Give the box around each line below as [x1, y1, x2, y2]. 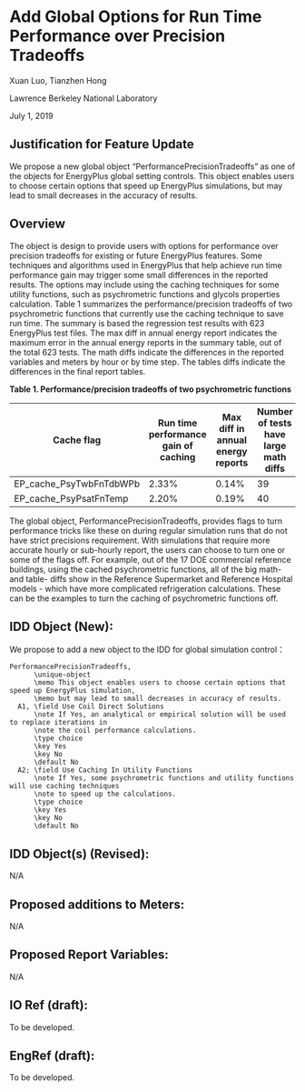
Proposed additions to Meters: [9, 897, 185, 912]
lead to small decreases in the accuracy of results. [9, 189, 198, 201]
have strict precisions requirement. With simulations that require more [9, 535, 271, 546]
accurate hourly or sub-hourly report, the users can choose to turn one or [9, 544, 286, 556]
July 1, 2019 [9, 110, 54, 121]
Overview [9, 216, 66, 232]
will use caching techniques [9, 782, 120, 791]
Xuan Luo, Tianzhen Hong [9, 75, 107, 85]
